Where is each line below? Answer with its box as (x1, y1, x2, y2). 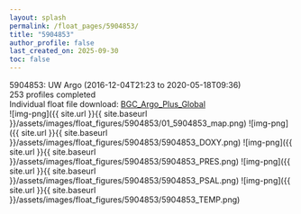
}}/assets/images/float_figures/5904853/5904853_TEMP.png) (9, 194, 241, 205)
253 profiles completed (9, 89, 96, 100)
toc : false (9, 55, 50, 64)
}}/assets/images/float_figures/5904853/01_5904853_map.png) (9, 118, 247, 129)
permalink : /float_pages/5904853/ (9, 22, 140, 31)
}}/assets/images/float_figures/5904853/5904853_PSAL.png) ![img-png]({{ (9, 175, 291, 185)
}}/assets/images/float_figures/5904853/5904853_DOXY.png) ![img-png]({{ (9, 137, 293, 147)
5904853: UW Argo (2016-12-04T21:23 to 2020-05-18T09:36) (9, 80, 242, 90)
